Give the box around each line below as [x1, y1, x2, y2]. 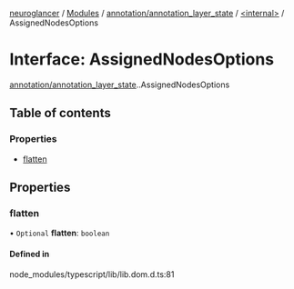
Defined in [9, 248, 50, 259]
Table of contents [9, 105, 111, 121]
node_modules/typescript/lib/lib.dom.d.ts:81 [9, 268, 175, 280]
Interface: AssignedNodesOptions [9, 49, 275, 70]
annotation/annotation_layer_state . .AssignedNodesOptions [9, 79, 230, 90]
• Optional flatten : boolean [9, 227, 110, 239]
